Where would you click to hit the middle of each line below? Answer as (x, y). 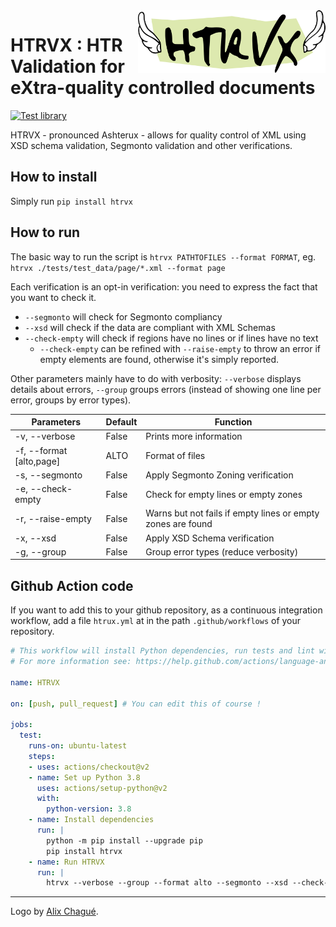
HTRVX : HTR (66, 45)
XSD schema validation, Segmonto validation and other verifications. (151, 145)
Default (121, 422)
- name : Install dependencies (91, 820)
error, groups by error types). (71, 400)
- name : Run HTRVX (66, 862)
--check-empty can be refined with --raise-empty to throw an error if (180, 348)
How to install (54, 177)
